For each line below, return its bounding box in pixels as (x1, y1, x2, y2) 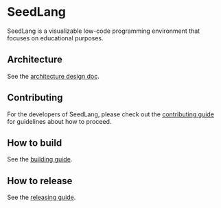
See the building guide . (7, 155, 73, 164)
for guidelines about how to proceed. (7, 117, 112, 125)
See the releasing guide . (7, 193, 76, 202)
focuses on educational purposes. (7, 34, 104, 42)
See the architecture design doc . (7, 72, 100, 80)
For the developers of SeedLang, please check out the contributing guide (7, 110, 215, 118)
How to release (7, 175, 73, 187)
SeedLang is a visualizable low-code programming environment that (7, 27, 200, 35)
